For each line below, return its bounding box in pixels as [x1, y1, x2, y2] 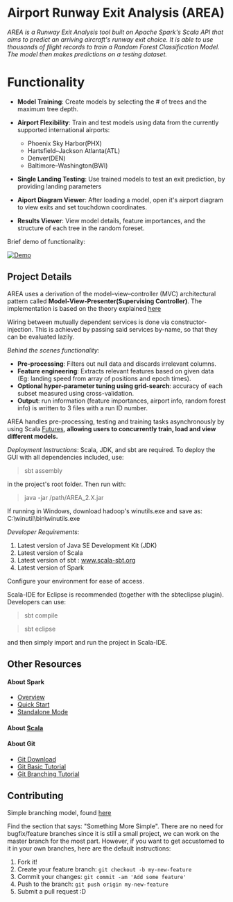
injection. [7, 325, 33, 333]
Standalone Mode [17, 708, 68, 716]
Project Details [7, 271, 72, 283]
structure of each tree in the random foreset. [17, 224, 145, 232]
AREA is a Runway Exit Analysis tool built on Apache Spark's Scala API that [7, 28, 224, 36]
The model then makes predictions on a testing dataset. [7, 50, 168, 58]
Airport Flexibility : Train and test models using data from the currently [17, 118, 219, 127]
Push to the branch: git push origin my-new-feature [17, 880, 169, 888]
